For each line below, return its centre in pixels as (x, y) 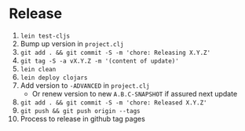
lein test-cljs (45, 36)
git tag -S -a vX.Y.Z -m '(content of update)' (99, 61)
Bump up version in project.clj (72, 43)
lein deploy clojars (54, 78)
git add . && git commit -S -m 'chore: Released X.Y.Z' (113, 103)
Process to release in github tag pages (83, 118)
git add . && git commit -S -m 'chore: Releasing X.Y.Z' (115, 53)
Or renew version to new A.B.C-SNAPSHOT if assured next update (135, 93)
